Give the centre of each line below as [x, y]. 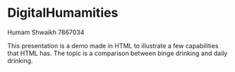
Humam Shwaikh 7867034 [46, 32]
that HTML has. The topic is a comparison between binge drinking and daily [117, 53]
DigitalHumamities [63, 13]
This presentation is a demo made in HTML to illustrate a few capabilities [113, 45]
